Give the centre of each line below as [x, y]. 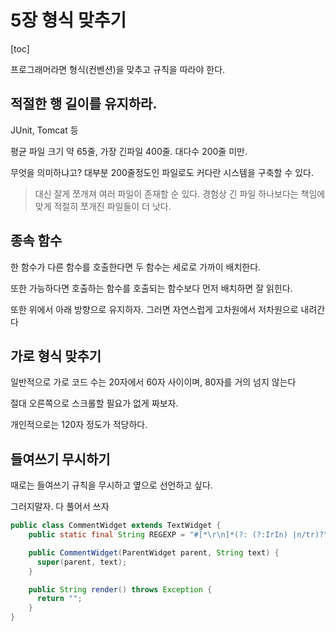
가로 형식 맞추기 [56, 356]
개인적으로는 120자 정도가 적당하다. [79, 425]
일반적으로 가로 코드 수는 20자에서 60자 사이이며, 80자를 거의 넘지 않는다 [153, 382]
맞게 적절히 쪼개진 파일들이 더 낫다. [103, 206]
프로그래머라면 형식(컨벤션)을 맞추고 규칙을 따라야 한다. [118, 69]
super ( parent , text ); [82, 562]
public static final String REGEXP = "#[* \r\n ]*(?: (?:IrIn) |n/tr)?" [178, 535]
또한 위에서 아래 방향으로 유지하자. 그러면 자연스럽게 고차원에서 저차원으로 [154, 309]
